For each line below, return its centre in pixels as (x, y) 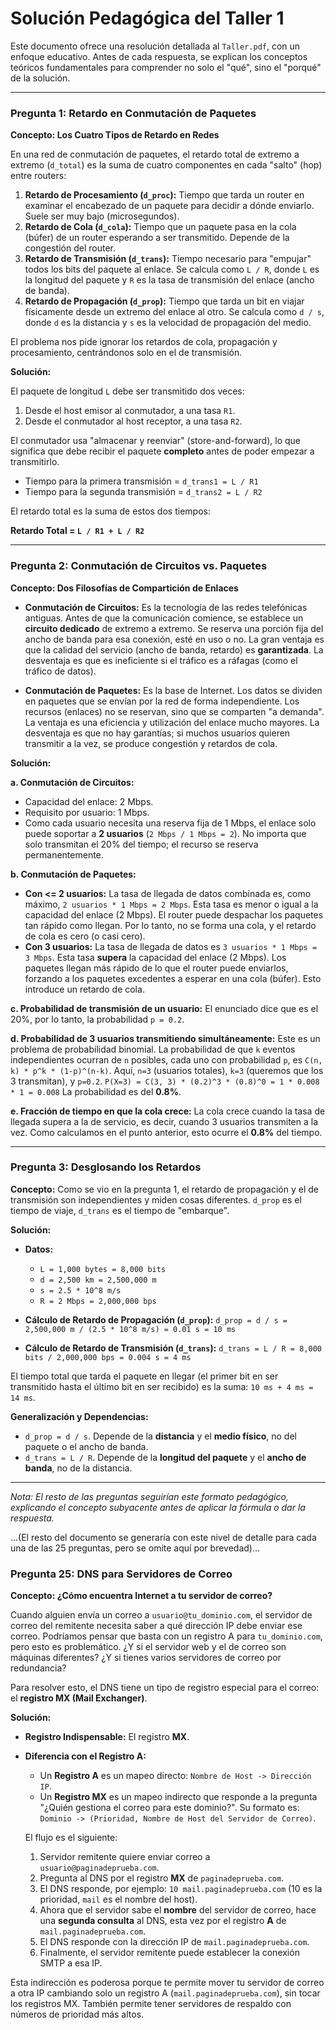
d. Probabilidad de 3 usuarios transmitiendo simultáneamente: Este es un (165, 1038)
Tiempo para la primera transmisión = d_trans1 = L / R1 (141, 481)
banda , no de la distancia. (78, 1468)
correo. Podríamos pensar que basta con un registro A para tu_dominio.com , (166, 1636)
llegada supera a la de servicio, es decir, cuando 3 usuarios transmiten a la (164, 1121)
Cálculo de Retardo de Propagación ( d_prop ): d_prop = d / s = (156, 1319)
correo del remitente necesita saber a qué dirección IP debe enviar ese (156, 1626)
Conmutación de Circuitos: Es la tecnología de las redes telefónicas (166, 607)
